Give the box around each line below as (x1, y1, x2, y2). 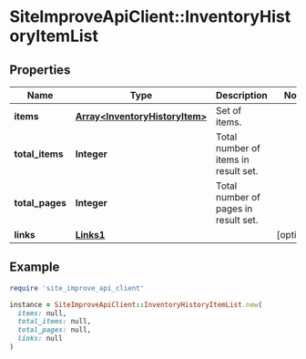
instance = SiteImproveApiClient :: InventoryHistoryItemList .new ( (9, 300, 262, 309)
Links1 (75, 229, 106, 241)
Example (9, 260, 60, 275)
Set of (215, 105, 242, 117)
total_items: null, (17, 317, 92, 326)
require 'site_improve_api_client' (9, 283, 145, 292)
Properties (9, 62, 71, 77)
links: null (17, 334, 64, 344)
